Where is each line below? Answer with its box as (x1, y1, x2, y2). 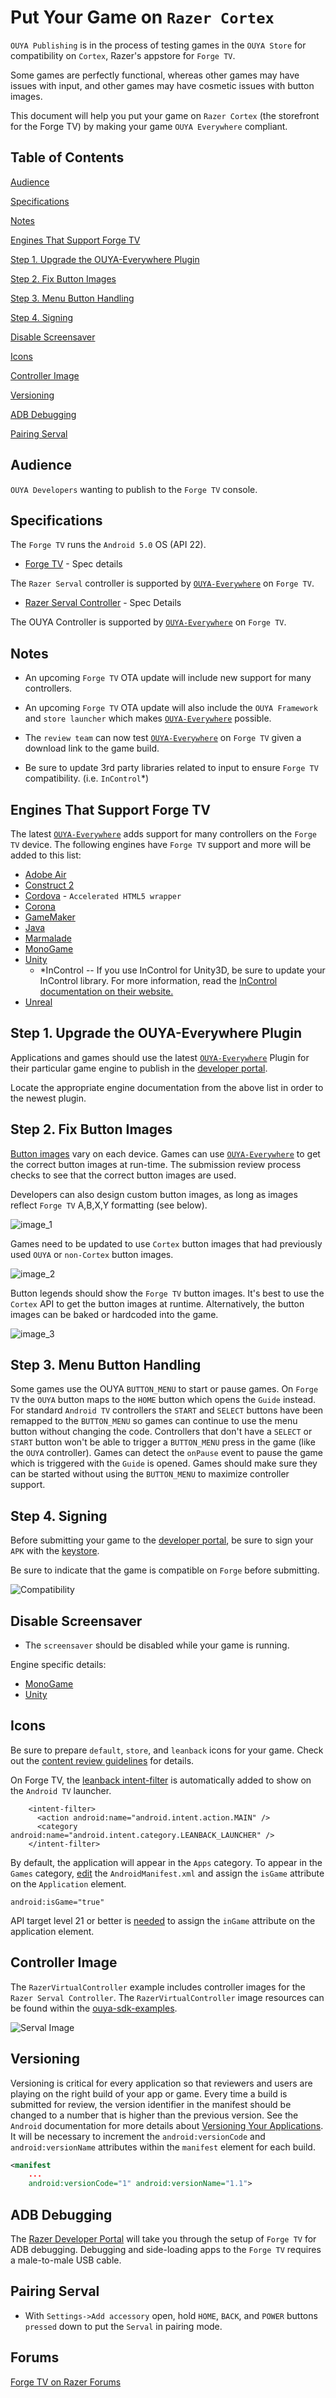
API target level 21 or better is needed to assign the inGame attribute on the (10, 1914, 316, 1926)
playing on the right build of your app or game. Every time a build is (10, 2087, 288, 2100)
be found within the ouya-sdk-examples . (10, 2002, 178, 2014)
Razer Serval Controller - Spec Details (24, 597, 182, 609)
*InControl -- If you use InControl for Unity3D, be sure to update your (39, 964, 326, 976)
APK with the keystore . (10, 1545, 100, 1557)
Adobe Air (24, 869, 67, 880)
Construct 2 (24, 879, 75, 891)
